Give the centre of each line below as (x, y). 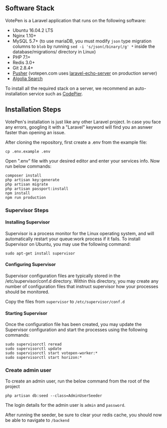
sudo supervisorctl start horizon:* (44, 358)
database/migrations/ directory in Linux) (54, 51)
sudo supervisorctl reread (33, 344)
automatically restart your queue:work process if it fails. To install (73, 239)
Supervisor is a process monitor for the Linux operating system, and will (80, 233)
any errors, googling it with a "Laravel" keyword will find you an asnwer (79, 127)
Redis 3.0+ (24, 62)
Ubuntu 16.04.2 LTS (33, 30)
